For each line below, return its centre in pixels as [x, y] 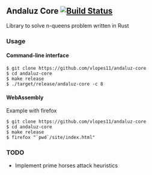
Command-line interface [38, 55]
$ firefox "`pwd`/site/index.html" [51, 138]
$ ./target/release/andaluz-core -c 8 [55, 84]
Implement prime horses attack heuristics [66, 165]
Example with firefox [32, 111]
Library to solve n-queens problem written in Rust [68, 25]
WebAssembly [25, 97]
